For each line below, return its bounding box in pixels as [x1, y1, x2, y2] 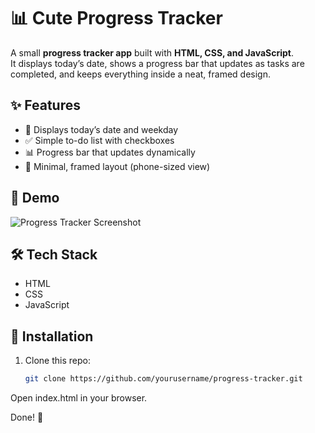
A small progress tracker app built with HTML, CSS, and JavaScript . [10, 46, 295, 59]
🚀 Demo [10, 190, 60, 207]
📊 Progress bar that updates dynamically [24, 146, 196, 158]
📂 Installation [10, 328, 94, 345]
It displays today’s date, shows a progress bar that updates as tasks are [10, 57, 305, 69]
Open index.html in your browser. [10, 392, 148, 404]
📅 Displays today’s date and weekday [24, 123, 179, 135]
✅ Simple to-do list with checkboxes [24, 134, 175, 146]
